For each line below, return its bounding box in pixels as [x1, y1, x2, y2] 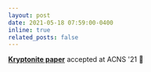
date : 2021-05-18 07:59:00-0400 [8, 19, 113, 27]
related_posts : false [8, 33, 79, 41]
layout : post [8, 11, 51, 20]
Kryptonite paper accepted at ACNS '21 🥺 [8, 55, 144, 64]
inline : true [8, 26, 51, 34]
